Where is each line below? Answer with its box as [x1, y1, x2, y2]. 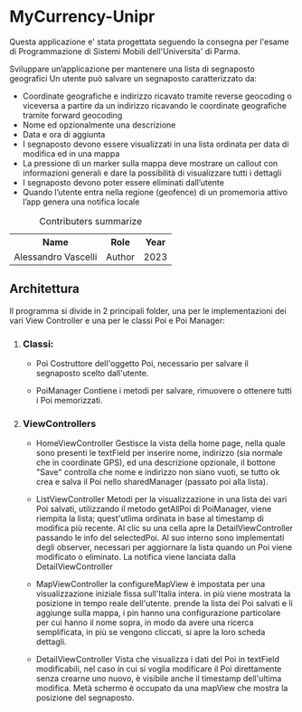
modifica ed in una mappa [22, 147, 120, 159]
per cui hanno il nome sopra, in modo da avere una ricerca [35, 617, 254, 628]
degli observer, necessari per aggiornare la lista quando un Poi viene [35, 542, 292, 553]
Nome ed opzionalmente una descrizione [22, 119, 176, 130]
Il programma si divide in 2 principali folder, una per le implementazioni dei [9, 305, 287, 316]
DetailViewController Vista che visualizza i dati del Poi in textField [35, 654, 280, 665]
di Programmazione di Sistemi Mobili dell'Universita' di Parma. [9, 45, 241, 56]
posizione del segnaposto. [35, 692, 135, 703]
